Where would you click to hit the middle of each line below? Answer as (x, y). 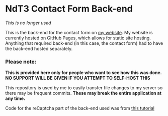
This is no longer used (28, 23)
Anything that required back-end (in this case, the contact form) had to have (84, 43)
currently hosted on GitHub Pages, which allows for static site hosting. (78, 38)
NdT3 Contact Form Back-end (69, 9)
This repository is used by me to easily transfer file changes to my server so (84, 88)
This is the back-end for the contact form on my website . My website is (79, 32)
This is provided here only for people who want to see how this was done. (83, 73)
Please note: (21, 62)
